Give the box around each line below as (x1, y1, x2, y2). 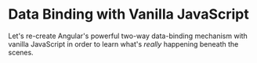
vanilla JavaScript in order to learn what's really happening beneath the (8, 39, 239, 48)
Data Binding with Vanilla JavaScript (8, 5, 249, 23)
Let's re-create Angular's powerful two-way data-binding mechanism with (8, 31, 248, 40)
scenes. (8, 47, 34, 57)
